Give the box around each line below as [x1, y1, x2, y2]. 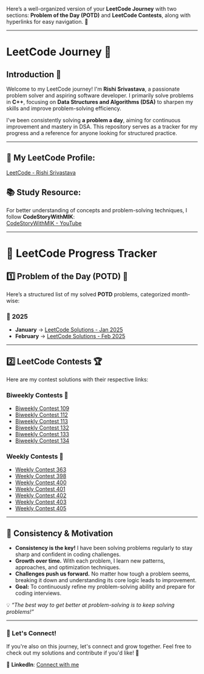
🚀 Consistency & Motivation [6, 528, 114, 538]
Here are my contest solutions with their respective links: [6, 375, 149, 383]
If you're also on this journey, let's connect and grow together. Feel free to [6, 643, 192, 650]
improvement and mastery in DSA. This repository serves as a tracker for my [6, 123, 198, 130]
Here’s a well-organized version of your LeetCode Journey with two [6, 5, 177, 12]
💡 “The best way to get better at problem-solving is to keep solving [6, 602, 175, 609]
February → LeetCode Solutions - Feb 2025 [15, 332, 126, 339]
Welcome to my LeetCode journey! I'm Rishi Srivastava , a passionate [6, 85, 180, 92]
